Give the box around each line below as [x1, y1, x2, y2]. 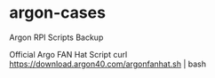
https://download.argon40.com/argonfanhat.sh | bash [9, 58, 207, 69]
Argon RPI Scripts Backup [9, 32, 104, 43]
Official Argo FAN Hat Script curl [9, 49, 128, 59]
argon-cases [9, 3, 107, 23]
